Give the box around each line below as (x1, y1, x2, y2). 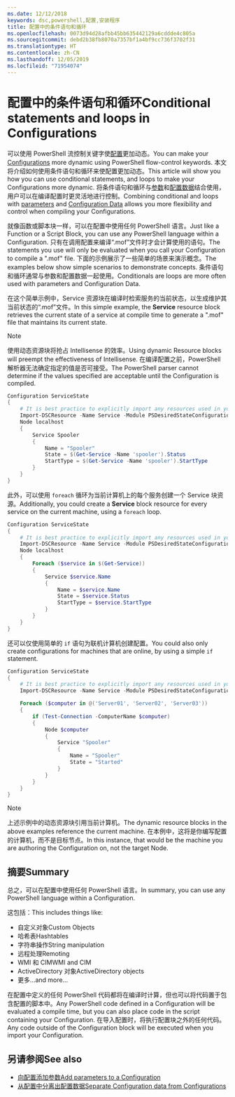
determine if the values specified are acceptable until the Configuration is (7, 371, 219, 379)
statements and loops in (7, 110, 150, 126)
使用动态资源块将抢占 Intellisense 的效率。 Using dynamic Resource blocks (7, 346, 222, 354)
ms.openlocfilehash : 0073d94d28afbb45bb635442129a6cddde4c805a (7, 29, 196, 37)
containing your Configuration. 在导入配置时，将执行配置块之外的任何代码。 (7, 1016, 226, 1024)
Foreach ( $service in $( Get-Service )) (32, 560, 145, 567)
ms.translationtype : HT (7, 43, 77, 50)
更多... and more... (17, 976, 69, 984)
